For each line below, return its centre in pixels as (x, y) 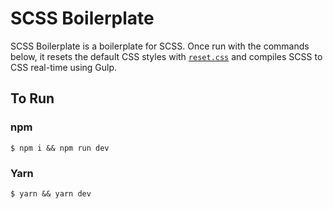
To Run (32, 98)
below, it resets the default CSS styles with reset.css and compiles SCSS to (166, 56)
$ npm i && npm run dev (60, 148)
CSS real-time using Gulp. (64, 67)
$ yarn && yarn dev (51, 193)
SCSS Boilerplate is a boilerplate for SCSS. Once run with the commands (160, 46)
